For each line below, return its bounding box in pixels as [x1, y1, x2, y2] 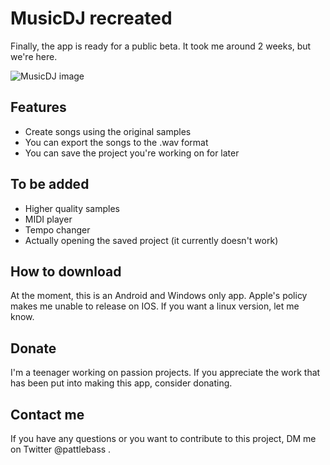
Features [10, 99, 67, 116]
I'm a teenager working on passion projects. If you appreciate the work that [10, 367, 321, 379]
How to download [10, 263, 122, 280]
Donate [10, 340, 57, 357]
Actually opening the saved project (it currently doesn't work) [24, 234, 279, 246]
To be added [10, 176, 90, 193]
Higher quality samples [24, 202, 121, 214]
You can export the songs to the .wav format [24, 136, 209, 148]
